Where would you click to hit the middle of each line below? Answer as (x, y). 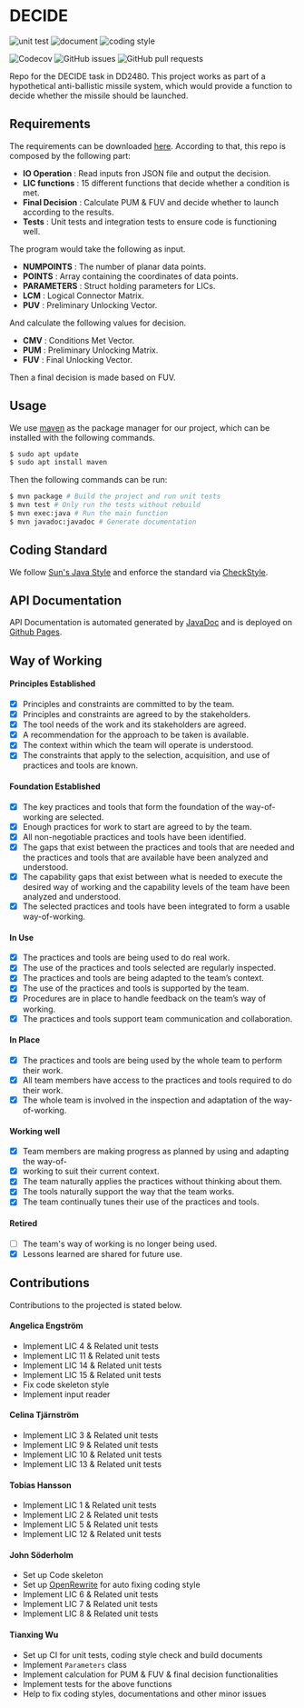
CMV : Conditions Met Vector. (78, 340)
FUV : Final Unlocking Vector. (78, 359)
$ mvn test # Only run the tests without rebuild (105, 505)
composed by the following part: (70, 155)
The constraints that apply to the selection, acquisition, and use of (146, 755)
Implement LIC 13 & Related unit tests (92, 1464)
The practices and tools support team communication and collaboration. (157, 1018)
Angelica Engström (46, 1326)
